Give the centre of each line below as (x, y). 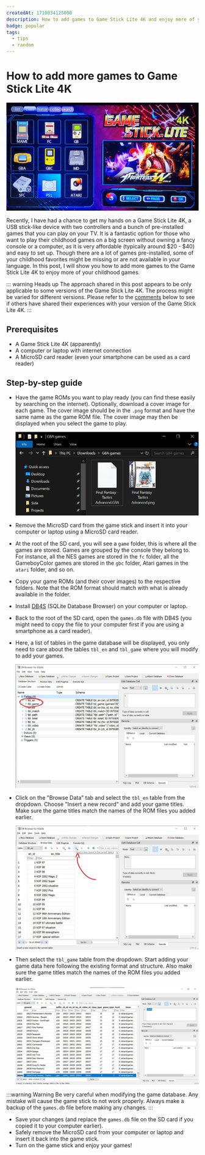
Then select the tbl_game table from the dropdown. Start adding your (102, 960)
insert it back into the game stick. (57, 1139)
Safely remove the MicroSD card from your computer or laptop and (99, 1132)
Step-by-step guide (45, 382)
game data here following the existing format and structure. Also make (103, 966)
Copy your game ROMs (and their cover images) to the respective (98, 581)
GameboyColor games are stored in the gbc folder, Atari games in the (102, 563)
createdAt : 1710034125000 (39, 13)
